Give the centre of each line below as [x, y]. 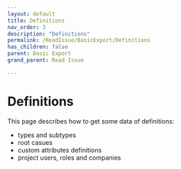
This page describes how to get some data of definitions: [91, 121]
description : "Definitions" [49, 34]
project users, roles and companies [69, 158]
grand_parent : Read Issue [45, 60]
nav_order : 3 [27, 27]
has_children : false [38, 47]
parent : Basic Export [39, 54]
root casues [35, 142]
